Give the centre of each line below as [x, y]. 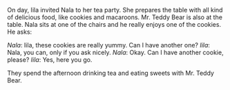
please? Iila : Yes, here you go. [50, 60]
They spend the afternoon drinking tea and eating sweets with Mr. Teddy [111, 73]
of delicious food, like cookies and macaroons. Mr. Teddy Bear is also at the [115, 17]
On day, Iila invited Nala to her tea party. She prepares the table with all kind [115, 10]
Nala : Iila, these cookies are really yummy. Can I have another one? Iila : [109, 45]
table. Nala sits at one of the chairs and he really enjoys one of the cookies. [114, 24]
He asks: [20, 32]
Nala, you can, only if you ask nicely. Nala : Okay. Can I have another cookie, [115, 52]
